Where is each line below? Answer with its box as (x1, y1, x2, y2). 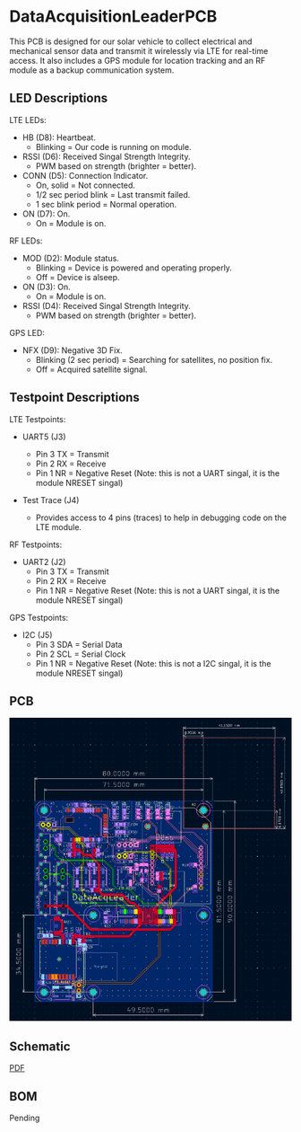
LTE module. (35, 521, 82, 532)
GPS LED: (9, 327, 45, 338)
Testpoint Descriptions (9, 390, 141, 405)
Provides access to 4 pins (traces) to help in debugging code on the (35, 512, 287, 523)
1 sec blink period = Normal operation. (35, 199, 177, 209)
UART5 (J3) (21, 431, 66, 442)
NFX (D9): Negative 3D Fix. (21, 344, 123, 356)
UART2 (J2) (21, 556, 66, 567)
